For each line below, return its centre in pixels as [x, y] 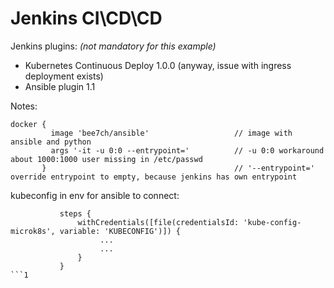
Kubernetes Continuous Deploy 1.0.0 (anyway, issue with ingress [158, 65]
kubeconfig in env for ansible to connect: [95, 195]
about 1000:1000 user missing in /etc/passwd [106, 159]
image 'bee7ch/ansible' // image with [171, 133]
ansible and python [51, 142]
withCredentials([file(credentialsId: [158, 222]
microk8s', [33, 231]
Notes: [24, 106]
